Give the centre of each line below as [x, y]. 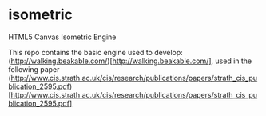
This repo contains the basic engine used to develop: [96, 52]
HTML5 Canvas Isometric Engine [62, 37]
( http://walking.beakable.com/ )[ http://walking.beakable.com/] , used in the [130, 61]
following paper [34, 69]
